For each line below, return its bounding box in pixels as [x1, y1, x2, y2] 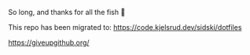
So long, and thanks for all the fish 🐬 [8, 8, 126, 16]
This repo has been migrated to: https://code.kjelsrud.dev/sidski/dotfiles [8, 23, 242, 31]
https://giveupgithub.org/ [8, 38, 90, 47]
